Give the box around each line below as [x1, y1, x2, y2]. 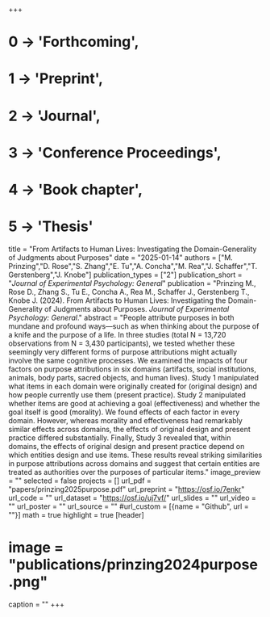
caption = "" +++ [8, 599, 65, 609]
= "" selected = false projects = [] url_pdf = [8, 476, 152, 485]
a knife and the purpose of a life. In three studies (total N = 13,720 [8, 329, 226, 339]
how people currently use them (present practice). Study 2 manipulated [8, 389, 246, 400]
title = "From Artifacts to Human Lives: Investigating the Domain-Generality [8, 244, 257, 254]
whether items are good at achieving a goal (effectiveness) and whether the [8, 398, 260, 408]
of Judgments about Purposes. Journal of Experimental [44, 304, 230, 313]
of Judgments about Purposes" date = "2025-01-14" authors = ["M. [8, 252, 234, 262]
